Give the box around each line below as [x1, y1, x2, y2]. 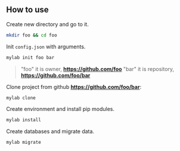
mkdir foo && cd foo [6, 32, 58, 38]
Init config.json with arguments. [6, 43, 86, 50]
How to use [6, 5, 49, 15]
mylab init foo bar [6, 54, 55, 60]
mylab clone [6, 95, 36, 101]
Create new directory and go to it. [6, 20, 89, 27]
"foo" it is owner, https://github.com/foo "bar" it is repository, [20, 65, 175, 72]
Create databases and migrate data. [6, 128, 94, 135]
